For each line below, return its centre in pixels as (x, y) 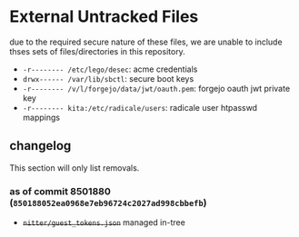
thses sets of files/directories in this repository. (98, 51)
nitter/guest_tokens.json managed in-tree (104, 222)
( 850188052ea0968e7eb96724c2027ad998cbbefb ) (108, 202)
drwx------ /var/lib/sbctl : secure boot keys (108, 78)
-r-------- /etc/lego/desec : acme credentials (110, 69)
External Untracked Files (104, 17)
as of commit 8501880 (60, 191)
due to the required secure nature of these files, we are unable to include (146, 42)
